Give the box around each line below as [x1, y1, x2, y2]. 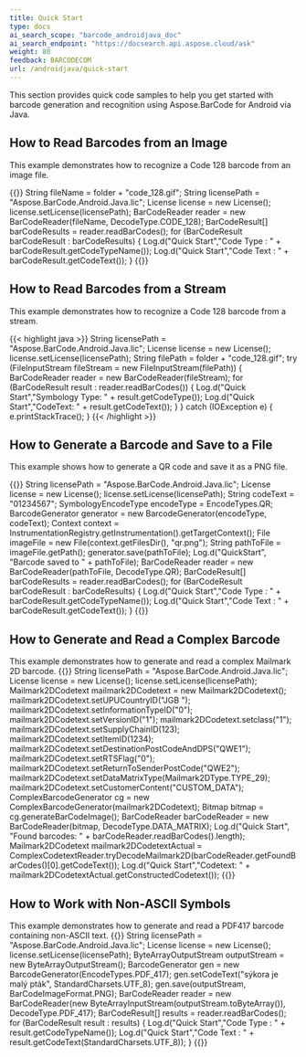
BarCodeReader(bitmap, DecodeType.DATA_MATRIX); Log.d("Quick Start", [9, 821, 290, 832]
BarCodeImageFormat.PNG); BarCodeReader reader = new [9, 988, 232, 999]
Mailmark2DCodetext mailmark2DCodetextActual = [9, 840, 203, 851]
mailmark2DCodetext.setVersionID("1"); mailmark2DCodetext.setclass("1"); [9, 714, 292, 725]
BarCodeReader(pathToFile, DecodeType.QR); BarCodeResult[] [9, 566, 247, 577]
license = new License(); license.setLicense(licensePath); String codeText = [9, 489, 295, 500]
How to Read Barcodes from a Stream [9, 281, 227, 297]
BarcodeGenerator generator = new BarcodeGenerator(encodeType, [9, 508, 268, 519]
